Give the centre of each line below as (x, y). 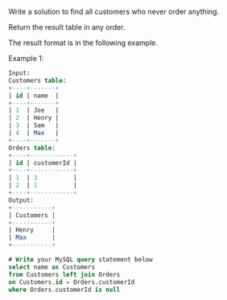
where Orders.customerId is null (64, 290)
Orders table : (32, 148)
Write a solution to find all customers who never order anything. (114, 12)
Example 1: (26, 58)
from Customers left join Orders (64, 274)
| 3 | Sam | (34, 125)
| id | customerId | (43, 163)
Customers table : (37, 80)
